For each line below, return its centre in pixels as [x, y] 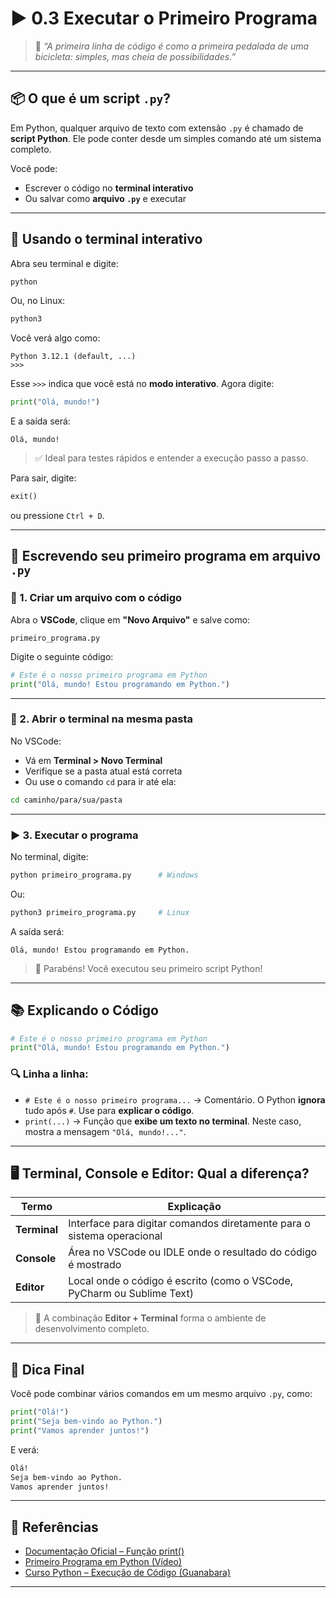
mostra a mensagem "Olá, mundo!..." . [105, 1131]
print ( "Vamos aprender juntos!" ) [80, 1430]
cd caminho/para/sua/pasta [66, 800]
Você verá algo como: [55, 338]
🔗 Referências [54, 1527]
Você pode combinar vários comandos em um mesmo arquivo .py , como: [161, 1394]
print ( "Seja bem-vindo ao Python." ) [86, 1422]
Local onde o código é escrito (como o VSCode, [181, 1281]
